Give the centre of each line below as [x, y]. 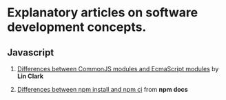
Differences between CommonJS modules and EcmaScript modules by [118, 69]
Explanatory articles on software [103, 13]
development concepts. [77, 27]
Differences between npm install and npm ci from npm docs [102, 89]
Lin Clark [30, 76]
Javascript [31, 52]
